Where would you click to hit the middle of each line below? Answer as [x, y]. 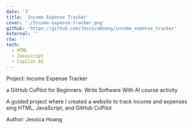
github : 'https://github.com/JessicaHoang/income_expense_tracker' [92, 28]
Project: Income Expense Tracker [47, 78]
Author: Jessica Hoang [34, 119]
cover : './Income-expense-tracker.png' [56, 23]
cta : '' [16, 39]
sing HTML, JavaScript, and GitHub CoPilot [59, 108]
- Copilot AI [28, 61]
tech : [13, 45]
